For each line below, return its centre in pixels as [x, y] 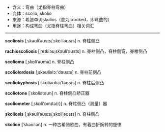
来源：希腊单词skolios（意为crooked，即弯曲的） [62, 19]
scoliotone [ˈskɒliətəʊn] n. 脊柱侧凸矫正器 [47, 93]
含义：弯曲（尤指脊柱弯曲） [40, 7]
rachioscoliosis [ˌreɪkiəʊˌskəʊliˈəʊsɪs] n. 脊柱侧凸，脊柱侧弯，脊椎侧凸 [76, 51]
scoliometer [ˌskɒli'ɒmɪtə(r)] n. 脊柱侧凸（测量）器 [56, 103]
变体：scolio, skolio [32, 13]
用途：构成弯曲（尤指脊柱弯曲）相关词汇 [53, 26]
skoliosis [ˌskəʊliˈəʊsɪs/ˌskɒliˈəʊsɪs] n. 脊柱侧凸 [52, 114]
